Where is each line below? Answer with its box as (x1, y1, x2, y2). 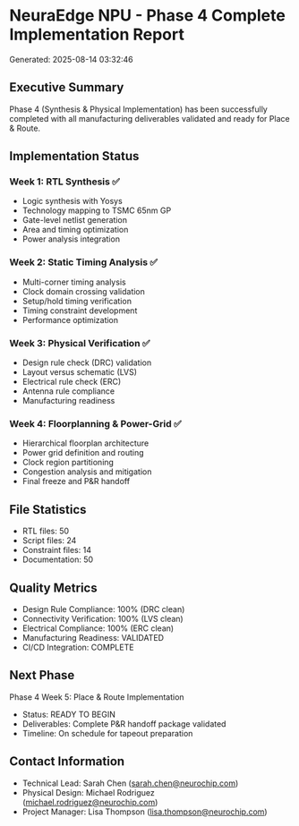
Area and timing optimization (21, 225, 129, 235)
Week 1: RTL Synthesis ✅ (9, 175, 121, 188)
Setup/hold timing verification (21, 295, 132, 306)
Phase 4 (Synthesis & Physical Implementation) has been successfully (9, 104, 269, 115)
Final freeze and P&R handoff (21, 476, 131, 487)
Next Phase (9, 668, 75, 683)
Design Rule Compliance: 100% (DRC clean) (21, 603, 185, 614)
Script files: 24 (21, 535, 77, 546)
